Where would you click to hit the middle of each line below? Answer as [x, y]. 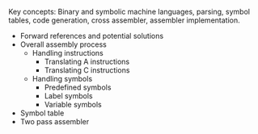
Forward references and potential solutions [92, 36]
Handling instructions [68, 53]
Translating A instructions [87, 61]
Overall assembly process [63, 44]
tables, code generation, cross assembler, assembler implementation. [124, 20]
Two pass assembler [55, 121]
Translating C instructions [87, 70]
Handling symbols [62, 79]
